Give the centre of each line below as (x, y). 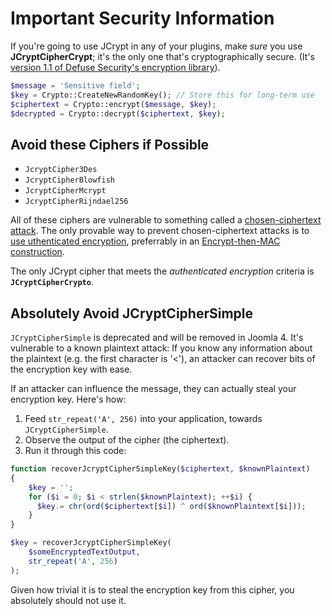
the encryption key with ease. (71, 369)
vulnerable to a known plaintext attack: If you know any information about (161, 348)
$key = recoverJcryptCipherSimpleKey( (91, 543)
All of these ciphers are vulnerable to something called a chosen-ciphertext (166, 220)
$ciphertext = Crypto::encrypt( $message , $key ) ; (113, 104)
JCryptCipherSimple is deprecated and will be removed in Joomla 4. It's (157, 338)
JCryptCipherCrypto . (52, 282)
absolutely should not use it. (68, 600)
